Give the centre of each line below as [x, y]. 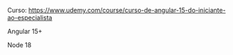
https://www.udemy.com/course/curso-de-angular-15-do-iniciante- [127, 10]
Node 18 [19, 45]
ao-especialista [30, 18]
